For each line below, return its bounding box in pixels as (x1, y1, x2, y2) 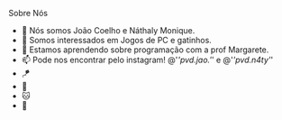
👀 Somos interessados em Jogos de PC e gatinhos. (21, 35, 213, 45)
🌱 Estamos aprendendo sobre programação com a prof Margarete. (21, 44, 269, 55)
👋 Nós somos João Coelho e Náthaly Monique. (21, 25, 196, 35)
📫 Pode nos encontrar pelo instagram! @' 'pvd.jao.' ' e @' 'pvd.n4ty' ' (21, 54, 274, 65)
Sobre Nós (8, 8, 49, 18)
